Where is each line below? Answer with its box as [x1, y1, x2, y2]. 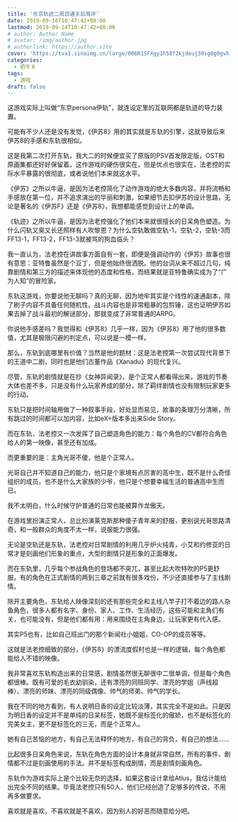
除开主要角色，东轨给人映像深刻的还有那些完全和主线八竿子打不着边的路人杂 [7, 597, 231, 606]
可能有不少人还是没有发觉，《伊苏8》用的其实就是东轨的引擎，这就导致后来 [7, 127, 225, 136]
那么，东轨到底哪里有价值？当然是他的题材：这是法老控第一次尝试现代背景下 [7, 349, 231, 357]
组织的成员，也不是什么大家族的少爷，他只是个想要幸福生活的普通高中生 [7, 477, 218, 486]
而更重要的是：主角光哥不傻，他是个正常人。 [7, 453, 138, 462]
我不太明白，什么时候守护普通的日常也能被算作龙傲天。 [7, 502, 169, 510]
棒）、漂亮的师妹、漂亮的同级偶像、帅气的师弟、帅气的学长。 [7, 687, 184, 696]
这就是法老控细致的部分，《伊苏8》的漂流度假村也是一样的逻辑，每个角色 [7, 645, 220, 654]
